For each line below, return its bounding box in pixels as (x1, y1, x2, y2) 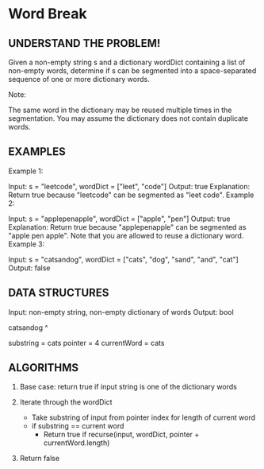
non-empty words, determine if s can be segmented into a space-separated (8, 66, 257, 76)
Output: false (8, 263, 51, 273)
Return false (19, 454, 60, 463)
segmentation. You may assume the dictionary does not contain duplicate (8, 114, 248, 123)
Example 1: (8, 166, 44, 176)
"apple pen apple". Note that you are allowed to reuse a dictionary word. (8, 231, 244, 240)
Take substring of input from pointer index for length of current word (31, 413, 256, 422)
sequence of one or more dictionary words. (8, 75, 150, 83)
